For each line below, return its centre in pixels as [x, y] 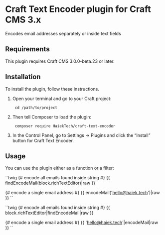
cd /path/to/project [36, 108]
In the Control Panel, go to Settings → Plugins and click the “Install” [81, 135]
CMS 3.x [23, 20]
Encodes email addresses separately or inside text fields [63, 33]
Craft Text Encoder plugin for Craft [78, 9]
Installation [23, 77]
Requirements [27, 49]
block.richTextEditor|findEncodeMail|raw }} [49, 213]
